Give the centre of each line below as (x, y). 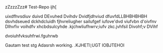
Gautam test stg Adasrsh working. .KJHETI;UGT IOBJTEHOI (65, 45)
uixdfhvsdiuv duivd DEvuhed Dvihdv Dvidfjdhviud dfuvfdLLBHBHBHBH (76, 16)
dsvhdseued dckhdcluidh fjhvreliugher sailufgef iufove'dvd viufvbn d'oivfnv (81, 21)
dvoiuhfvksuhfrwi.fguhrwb (32, 36)
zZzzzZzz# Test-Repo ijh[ (31, 7)
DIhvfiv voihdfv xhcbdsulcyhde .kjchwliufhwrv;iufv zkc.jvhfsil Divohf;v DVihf (81, 26)
